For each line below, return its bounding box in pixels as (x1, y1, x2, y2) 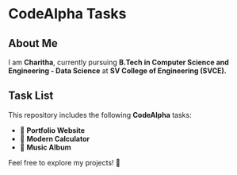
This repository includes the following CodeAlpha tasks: (8, 110, 192, 119)
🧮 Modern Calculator (19, 134, 90, 143)
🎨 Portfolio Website (19, 125, 86, 135)
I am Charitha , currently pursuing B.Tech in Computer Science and (8, 57, 230, 67)
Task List (8, 89, 54, 103)
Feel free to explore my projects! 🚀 (8, 157, 121, 167)
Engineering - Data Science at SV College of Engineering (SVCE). (8, 66, 227, 76)
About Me (8, 37, 58, 50)
